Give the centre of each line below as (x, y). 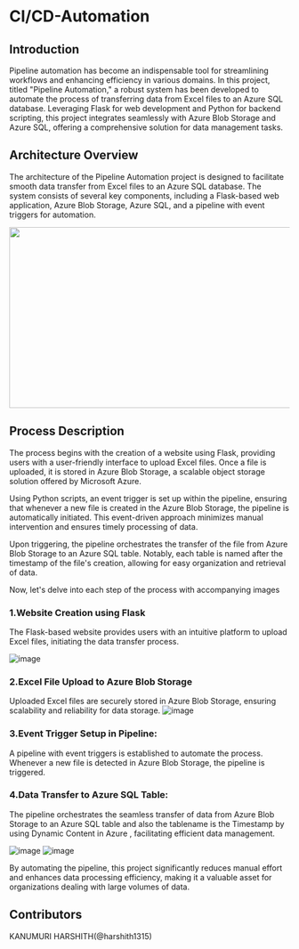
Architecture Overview (74, 155)
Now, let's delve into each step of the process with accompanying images (145, 589)
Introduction (44, 49)
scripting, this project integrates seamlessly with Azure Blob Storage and (142, 118)
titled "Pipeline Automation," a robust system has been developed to (134, 89)
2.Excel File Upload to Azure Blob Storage (101, 681)
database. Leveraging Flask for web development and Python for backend (145, 108)
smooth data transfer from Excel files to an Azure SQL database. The (135, 186)
